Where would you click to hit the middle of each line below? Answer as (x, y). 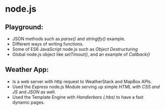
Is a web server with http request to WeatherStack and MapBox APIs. (82, 81)
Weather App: (27, 70)
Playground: (24, 27)
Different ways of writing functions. (48, 44)
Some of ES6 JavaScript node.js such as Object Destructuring (75, 49)
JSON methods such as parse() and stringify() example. (69, 39)
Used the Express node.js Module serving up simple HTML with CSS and (86, 87)
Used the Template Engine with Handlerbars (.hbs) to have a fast (78, 97)
